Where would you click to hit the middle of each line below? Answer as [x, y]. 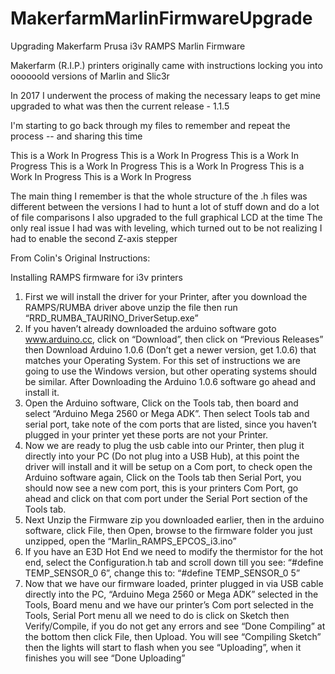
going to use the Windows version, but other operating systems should [171, 371]
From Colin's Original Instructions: [80, 258]
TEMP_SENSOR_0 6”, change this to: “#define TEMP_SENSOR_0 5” [162, 573]
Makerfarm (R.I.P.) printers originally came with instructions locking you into [166, 65]
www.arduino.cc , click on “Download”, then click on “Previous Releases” [174, 339]
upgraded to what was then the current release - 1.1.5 [120, 106]
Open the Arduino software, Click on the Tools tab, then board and [161, 403]
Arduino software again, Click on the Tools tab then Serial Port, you [163, 477]
